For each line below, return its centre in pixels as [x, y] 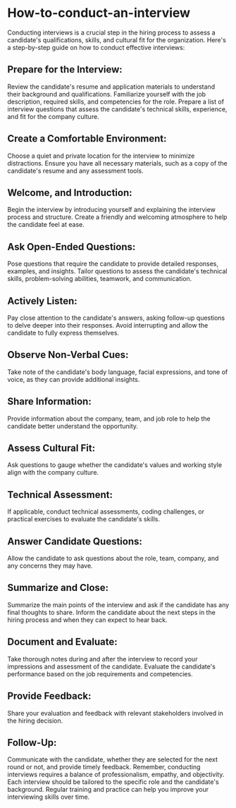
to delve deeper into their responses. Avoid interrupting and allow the [108, 325]
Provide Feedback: [49, 696]
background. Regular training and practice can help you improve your [108, 790]
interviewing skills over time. [49, 797]
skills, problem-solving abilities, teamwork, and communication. [100, 279]
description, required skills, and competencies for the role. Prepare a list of [116, 101]
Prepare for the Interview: [65, 69]
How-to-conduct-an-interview [99, 13]
